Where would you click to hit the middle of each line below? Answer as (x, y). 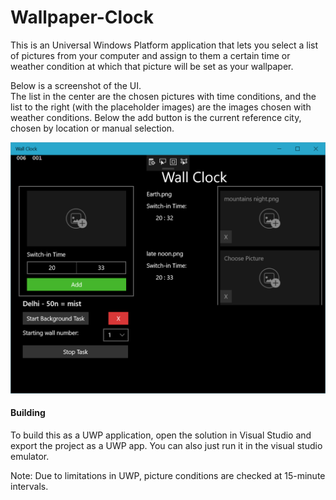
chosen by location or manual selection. (92, 128)
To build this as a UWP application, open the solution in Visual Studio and (161, 435)
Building (28, 413)
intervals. (29, 486)
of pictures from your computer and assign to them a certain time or (150, 55)
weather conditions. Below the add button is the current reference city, (156, 117)
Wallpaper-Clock (82, 17)
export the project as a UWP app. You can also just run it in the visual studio (166, 445)
